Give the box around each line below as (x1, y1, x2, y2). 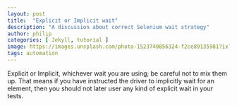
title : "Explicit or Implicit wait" (7, 17, 119, 24)
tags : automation (7, 50, 59, 57)
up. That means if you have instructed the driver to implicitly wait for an (7, 76, 215, 85)
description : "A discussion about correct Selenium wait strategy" (7, 23, 210, 30)
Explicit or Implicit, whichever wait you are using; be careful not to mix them (7, 69, 228, 78)
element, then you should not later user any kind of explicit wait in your (7, 84, 214, 93)
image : (7, 43, 27, 50)
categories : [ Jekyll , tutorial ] (7, 37, 109, 44)
